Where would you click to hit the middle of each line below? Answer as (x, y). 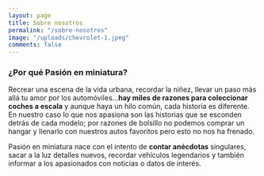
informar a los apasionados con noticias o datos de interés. (105, 163)
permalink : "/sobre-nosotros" (58, 30)
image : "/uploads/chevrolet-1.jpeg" (69, 37)
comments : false (35, 45)
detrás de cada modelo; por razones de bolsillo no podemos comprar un (126, 123)
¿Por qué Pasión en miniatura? (68, 73)
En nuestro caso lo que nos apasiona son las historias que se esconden (125, 114)
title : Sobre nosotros (46, 23)
